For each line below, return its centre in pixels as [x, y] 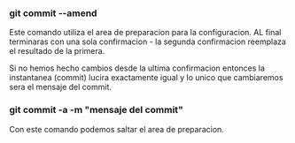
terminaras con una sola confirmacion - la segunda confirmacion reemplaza [147, 41]
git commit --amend [53, 13]
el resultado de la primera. [57, 51]
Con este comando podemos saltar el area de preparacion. [116, 129]
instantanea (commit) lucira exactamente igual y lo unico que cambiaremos [146, 78]
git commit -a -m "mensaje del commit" [96, 110]
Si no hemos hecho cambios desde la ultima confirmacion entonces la [137, 68]
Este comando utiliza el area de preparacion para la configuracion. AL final [145, 33]
